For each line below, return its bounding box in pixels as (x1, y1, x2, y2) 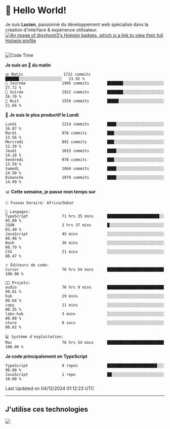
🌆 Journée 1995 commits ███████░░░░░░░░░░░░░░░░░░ (5, 81, 164, 86)
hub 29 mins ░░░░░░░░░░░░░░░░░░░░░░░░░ (5, 294, 164, 299)
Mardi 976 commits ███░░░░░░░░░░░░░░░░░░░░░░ (5, 130, 164, 136)
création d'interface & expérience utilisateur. (5, 26, 98, 32)
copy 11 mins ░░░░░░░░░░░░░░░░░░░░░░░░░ (5, 303, 164, 308)
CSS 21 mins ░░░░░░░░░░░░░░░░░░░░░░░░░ (5, 249, 164, 254)
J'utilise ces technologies (5, 405, 89, 413)
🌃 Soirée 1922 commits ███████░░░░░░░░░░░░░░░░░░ (5, 90, 164, 95)
